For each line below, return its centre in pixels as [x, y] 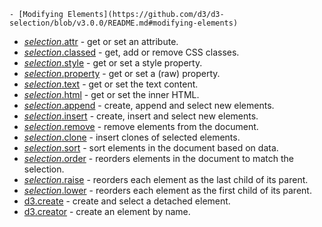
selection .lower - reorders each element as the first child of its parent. [167, 190]
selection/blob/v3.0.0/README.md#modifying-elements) [124, 23]
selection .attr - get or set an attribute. [101, 41]
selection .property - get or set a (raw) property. [122, 73]
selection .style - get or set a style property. [113, 63]
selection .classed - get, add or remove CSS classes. [131, 52]
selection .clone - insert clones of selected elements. [132, 137]
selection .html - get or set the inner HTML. [111, 94]
